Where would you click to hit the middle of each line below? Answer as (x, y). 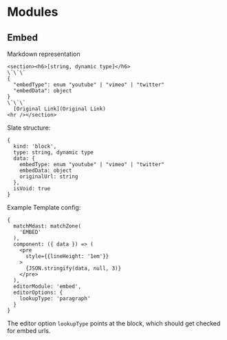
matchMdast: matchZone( (47, 226)
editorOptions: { (38, 292)
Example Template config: (44, 207)
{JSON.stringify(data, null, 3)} (73, 268)
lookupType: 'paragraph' (55, 299)
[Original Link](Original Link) (60, 109)
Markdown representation (44, 54)
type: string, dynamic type (54, 152)
